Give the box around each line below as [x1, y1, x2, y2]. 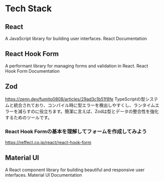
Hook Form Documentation [5, 68, 60, 74]
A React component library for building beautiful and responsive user [5, 167, 145, 173]
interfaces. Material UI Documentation [5, 172, 82, 178]
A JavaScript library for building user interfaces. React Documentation [5, 35, 147, 41]
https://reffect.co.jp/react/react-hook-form [5, 139, 92, 145]
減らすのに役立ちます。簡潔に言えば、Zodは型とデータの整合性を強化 [18, 108, 159, 114]
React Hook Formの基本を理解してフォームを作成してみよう [5, 128, 147, 135]
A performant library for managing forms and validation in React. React [5, 62, 148, 69]
